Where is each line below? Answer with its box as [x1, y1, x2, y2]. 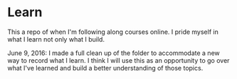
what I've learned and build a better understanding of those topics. [7, 63, 204, 72]
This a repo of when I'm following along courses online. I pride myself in [7, 28, 218, 36]
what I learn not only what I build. [7, 35, 105, 43]
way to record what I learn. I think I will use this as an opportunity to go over [7, 56, 230, 64]
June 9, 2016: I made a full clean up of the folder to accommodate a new [7, 49, 221, 57]
